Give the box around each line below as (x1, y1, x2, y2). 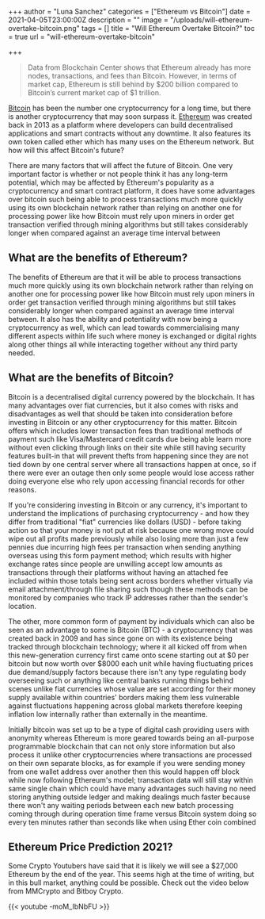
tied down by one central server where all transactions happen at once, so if (8, 459, 257, 469)
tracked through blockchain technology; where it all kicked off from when (8, 641, 248, 651)
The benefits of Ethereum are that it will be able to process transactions (8, 272, 241, 281)
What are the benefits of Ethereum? (8, 251, 188, 265)
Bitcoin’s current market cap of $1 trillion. (27, 88, 161, 98)
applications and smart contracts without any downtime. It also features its (8, 128, 252, 138)
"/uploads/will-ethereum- (169, 15, 253, 25)
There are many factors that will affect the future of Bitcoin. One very (8, 161, 233, 170)
